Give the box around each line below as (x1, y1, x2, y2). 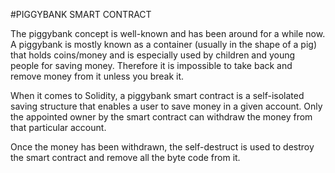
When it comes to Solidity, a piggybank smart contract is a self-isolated (10, 90, 305, 101)
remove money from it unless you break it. (10, 70, 185, 82)
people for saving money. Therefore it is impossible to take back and (10, 60, 293, 71)
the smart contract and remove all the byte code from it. (10, 152, 241, 163)
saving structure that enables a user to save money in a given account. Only (10, 100, 323, 112)
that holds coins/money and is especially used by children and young (10, 49, 296, 61)
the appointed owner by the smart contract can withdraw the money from (10, 111, 313, 123)
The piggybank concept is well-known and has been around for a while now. (10, 28, 326, 39)
